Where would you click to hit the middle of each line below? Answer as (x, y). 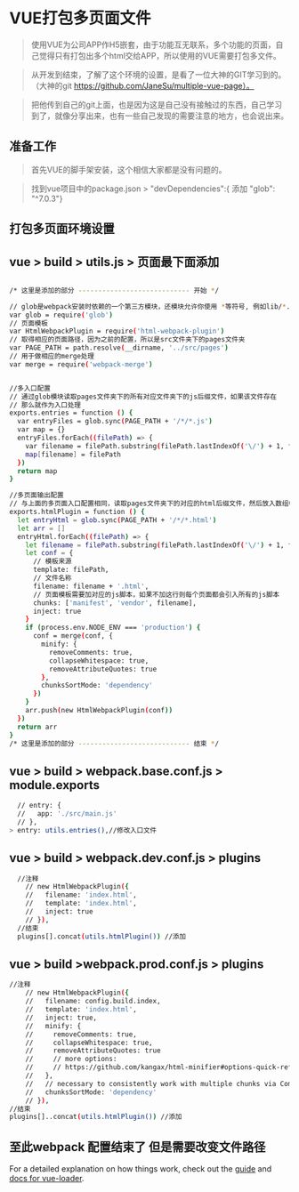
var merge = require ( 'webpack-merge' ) (81, 364)
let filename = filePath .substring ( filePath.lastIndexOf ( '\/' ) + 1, (155, 545)
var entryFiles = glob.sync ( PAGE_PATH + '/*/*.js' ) (115, 422)
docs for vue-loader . (47, 1179)
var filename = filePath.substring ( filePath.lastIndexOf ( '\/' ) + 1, (155, 446)
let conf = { (49, 553)
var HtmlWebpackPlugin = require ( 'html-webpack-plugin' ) (117, 331)
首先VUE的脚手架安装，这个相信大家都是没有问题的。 (129, 169)
